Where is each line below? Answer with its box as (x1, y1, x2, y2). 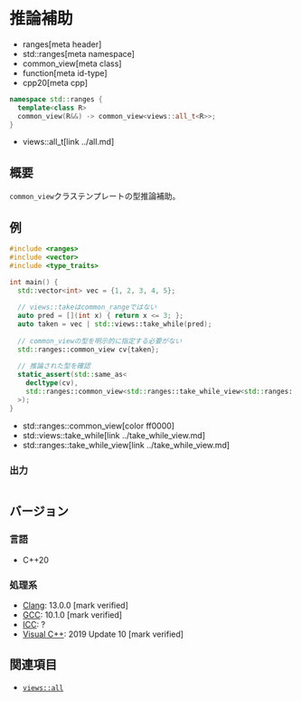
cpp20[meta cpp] (22, 77, 89, 88)
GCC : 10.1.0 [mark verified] (22, 609, 123, 620)
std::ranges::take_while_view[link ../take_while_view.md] (22, 439, 230, 450)
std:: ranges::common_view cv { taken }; (17, 345, 160, 354)
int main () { (9, 277, 59, 286)
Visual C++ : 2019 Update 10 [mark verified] (22, 629, 183, 639)
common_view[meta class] (22, 58, 122, 69)
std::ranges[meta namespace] (22, 48, 136, 59)
